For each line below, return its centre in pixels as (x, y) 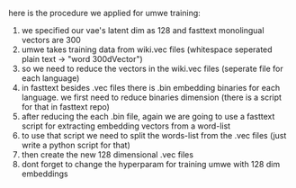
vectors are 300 (51, 40)
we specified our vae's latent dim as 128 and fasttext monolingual (143, 30)
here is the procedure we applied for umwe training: (105, 13)
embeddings (45, 174)
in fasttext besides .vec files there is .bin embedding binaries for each (151, 88)
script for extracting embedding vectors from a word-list (126, 126)
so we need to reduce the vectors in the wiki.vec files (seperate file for (152, 68)
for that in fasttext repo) (65, 107)
